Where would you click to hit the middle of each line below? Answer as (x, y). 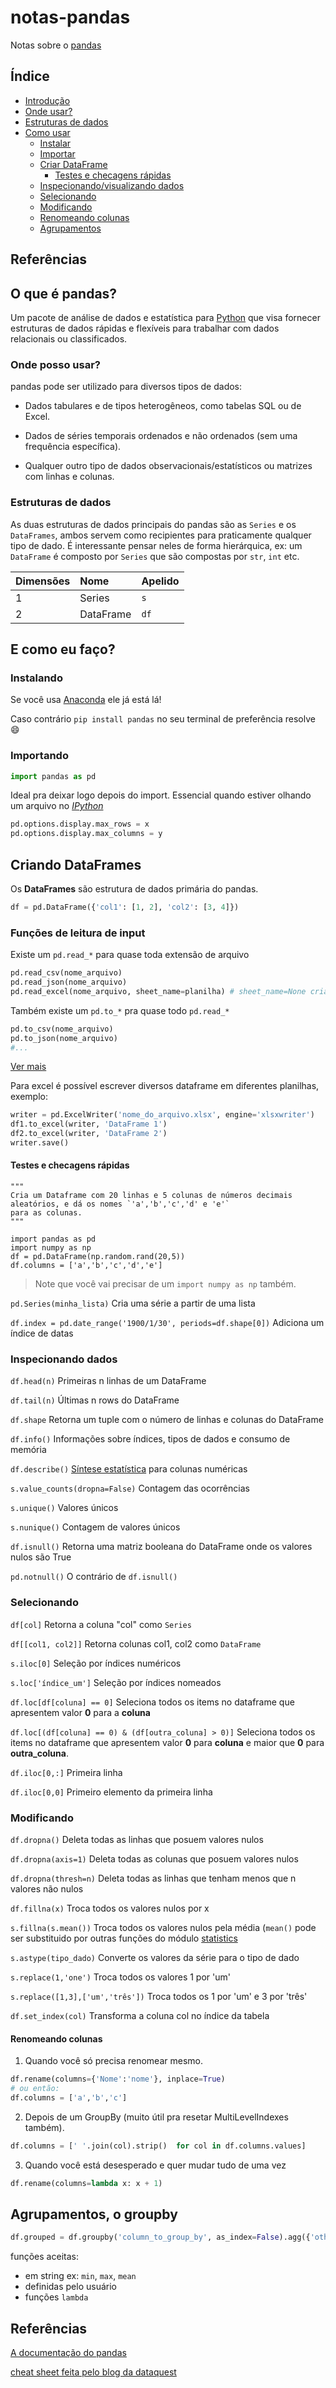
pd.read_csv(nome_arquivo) (66, 973)
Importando (39, 756)
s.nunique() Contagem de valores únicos (95, 1527)
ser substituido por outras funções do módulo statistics (124, 1938)
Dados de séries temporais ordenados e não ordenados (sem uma (161, 436)
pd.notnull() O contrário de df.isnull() (94, 1577)
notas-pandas (70, 17)
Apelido (160, 581)
